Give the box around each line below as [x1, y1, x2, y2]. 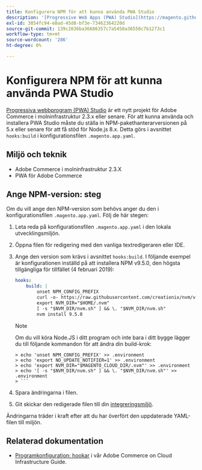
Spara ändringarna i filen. [14, 389, 78, 396]
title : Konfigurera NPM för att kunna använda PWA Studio [6, 8, 155, 15]
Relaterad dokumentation [6, 436, 104, 446]
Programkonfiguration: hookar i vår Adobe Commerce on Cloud [14, 452, 173, 459]
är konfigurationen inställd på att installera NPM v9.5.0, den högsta [14, 260, 180, 267]
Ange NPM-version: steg [6, 189, 102, 199]
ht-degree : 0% [6, 43, 42, 49]
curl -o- [37, 295, 59, 301]
